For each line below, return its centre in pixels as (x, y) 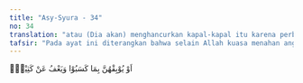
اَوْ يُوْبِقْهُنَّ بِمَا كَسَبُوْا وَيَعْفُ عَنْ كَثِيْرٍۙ (71, 69)
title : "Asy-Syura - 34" (56, 18)
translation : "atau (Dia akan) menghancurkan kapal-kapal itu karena (143, 34)
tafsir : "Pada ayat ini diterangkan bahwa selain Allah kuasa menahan (145, 43)
